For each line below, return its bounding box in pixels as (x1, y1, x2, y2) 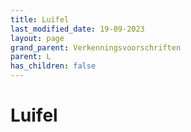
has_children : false (10, 61, 97, 71)
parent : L (10, 52, 52, 62)
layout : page (10, 33, 65, 43)
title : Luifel (10, 14, 70, 25)
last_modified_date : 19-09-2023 (10, 24, 145, 34)
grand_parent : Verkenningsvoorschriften (10, 42, 182, 53)
